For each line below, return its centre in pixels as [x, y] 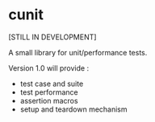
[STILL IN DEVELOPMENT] [52, 37]
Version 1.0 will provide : [49, 68]
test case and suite [52, 83]
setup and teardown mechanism [73, 109]
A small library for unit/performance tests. [78, 52]
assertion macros [49, 100]
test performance [49, 92]
